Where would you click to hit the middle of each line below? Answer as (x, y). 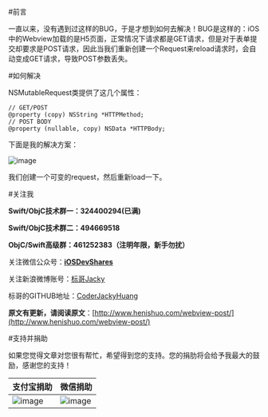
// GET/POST (28, 108)
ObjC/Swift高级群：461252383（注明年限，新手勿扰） (99, 245)
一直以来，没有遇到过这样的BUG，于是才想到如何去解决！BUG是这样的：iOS (134, 29)
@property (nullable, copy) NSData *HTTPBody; (87, 129)
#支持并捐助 (28, 338)
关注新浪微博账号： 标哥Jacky (57, 279)
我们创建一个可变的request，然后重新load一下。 (87, 177)
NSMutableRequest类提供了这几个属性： (75, 93)
